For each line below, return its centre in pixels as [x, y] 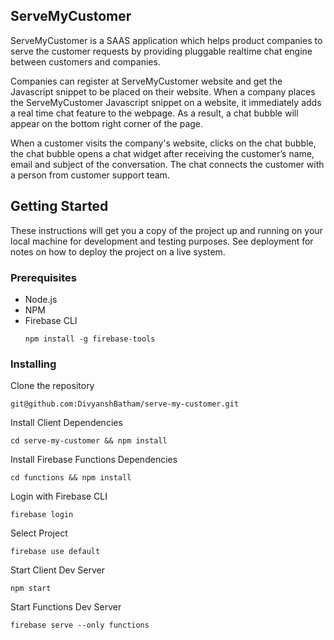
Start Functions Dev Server [66, 607]
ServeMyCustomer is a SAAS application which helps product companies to [166, 40]
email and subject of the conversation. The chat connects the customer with [167, 164]
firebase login [42, 515]
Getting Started [59, 206]
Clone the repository [52, 386]
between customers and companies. [85, 61]
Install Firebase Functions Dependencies [94, 460]
